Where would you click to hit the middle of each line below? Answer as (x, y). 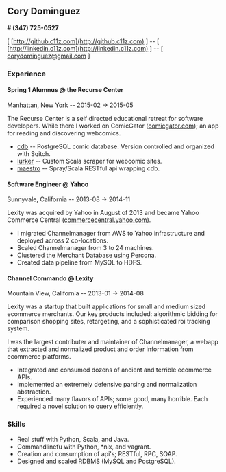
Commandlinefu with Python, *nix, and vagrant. (84, 447)
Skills (16, 424)
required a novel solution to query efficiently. (80, 406)
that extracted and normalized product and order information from (100, 349)
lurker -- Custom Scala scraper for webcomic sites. (89, 161)
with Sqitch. (34, 153)
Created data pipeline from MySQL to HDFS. (79, 262)
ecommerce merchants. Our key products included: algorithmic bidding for (112, 314)
